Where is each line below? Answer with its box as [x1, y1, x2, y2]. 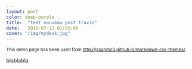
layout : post [6, 8, 39, 15]
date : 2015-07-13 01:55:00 [6, 25, 79, 31]
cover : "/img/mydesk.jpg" [6, 31, 70, 37]
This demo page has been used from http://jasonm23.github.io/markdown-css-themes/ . [6, 47, 187, 53]
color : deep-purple [6, 14, 55, 20]
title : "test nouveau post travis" [6, 19, 97, 25]
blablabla [6, 57, 29, 64]
